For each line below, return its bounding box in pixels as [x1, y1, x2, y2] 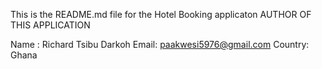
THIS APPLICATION [10, 19, 91, 31]
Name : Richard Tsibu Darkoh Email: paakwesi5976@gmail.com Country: [10, 39, 310, 50]
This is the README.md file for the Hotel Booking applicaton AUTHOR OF [10, 9, 312, 20]
